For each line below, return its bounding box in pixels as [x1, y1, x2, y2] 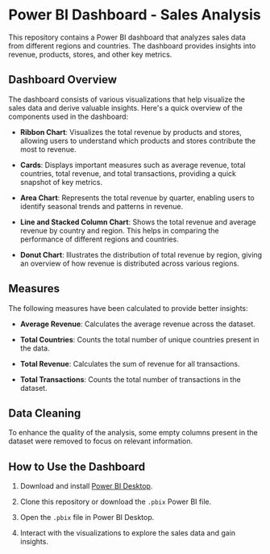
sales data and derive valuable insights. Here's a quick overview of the [8, 103, 243, 112]
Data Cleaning [8, 406, 81, 420]
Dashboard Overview [8, 73, 118, 86]
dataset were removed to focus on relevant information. [8, 436, 193, 446]
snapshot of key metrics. [19, 177, 103, 187]
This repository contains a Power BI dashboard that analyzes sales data [8, 32, 246, 42]
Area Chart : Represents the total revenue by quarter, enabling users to [19, 192, 255, 203]
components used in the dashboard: [8, 111, 129, 121]
